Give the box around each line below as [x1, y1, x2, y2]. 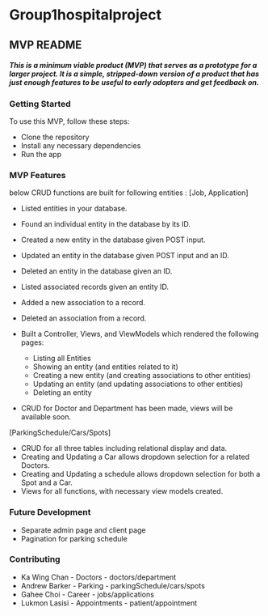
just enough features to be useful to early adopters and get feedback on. [9, 78, 259, 87]
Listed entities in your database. [20, 204, 128, 214]
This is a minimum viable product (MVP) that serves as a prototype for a [9, 61, 258, 70]
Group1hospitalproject [9, 6, 162, 24]
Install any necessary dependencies [20, 140, 141, 151]
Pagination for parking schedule [20, 533, 128, 543]
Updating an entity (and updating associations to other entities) [32, 379, 244, 389]
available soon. [20, 412, 72, 422]
